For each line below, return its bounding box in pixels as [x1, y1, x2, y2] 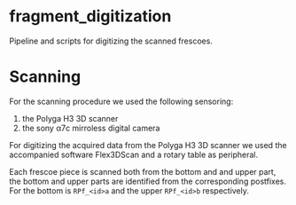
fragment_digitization [9, 6, 172, 27]
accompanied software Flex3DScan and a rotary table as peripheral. [9, 149, 259, 160]
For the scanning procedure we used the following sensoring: [9, 96, 234, 106]
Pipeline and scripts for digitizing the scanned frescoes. [9, 35, 213, 46]
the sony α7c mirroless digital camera [21, 122, 160, 133]
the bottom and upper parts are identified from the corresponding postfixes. [9, 176, 286, 186]
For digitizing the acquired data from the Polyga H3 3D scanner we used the [9, 139, 287, 150]
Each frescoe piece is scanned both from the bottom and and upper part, [9, 166, 277, 177]
